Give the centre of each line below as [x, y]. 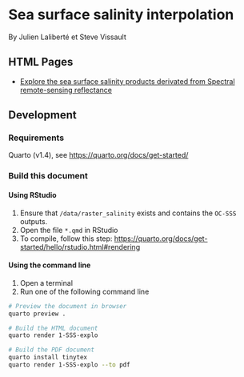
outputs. [34, 221]
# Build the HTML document [53, 328]
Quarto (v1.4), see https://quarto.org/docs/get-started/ [98, 155]
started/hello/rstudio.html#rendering [80, 247]
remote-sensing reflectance [66, 90]
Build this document [48, 176]
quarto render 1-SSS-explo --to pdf [69, 365]
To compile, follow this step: [66, 239]
